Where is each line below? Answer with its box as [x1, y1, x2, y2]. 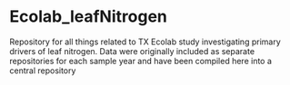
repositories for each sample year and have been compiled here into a [9, 55, 273, 66]
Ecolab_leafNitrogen [9, 6, 168, 27]
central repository [9, 65, 76, 76]
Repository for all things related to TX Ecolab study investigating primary [9, 36, 282, 47]
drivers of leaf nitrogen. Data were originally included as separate [9, 45, 255, 56]
